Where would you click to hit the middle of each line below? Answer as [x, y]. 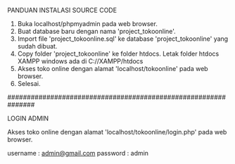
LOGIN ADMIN [28, 118]
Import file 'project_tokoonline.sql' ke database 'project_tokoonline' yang [123, 39]
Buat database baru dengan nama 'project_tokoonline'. [96, 31]
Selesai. [29, 83]
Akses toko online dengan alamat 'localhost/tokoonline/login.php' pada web [117, 132]
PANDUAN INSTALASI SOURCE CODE [62, 10]
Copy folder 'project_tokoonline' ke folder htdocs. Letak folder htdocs [118, 53]
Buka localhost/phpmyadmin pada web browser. [88, 24]
